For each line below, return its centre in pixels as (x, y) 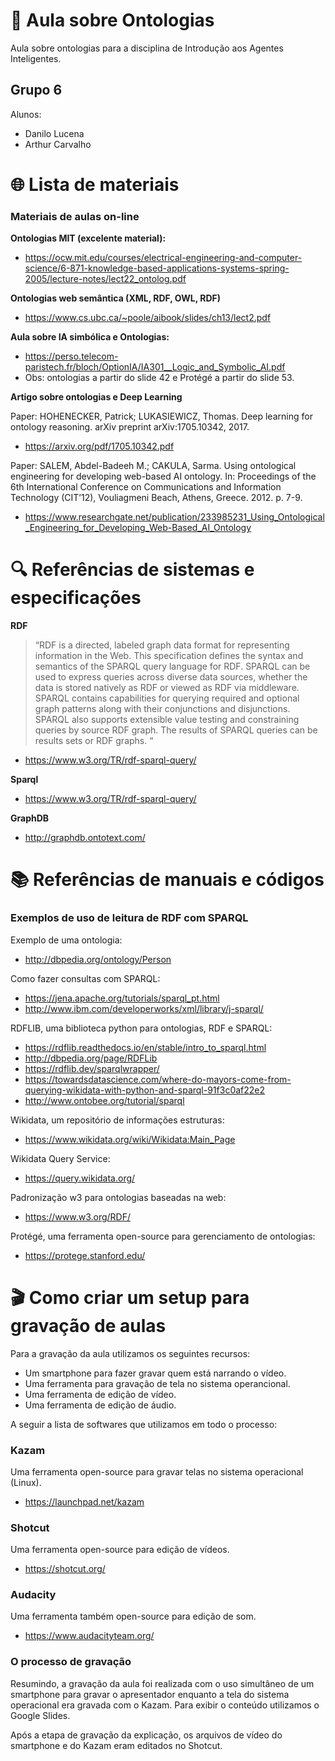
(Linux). (26, 1482)
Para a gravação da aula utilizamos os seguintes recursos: (130, 1353)
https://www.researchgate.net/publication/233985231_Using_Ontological (174, 517)
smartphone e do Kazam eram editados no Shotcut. (116, 1745)
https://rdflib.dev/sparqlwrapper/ (92, 1068)
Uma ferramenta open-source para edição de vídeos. (120, 1550)
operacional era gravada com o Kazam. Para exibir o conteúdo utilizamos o (165, 1705)
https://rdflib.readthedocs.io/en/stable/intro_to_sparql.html (145, 1047)
